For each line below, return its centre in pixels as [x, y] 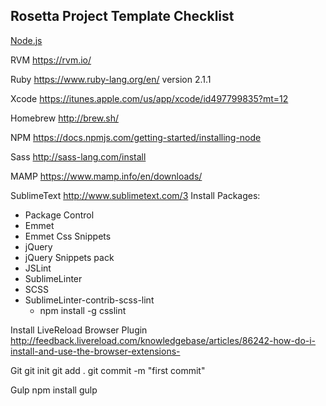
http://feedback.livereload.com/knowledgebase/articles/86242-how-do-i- [163, 340]
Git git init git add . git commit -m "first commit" [108, 370]
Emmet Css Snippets [68, 236]
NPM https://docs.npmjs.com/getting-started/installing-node [136, 137]
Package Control [59, 215]
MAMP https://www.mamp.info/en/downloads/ [106, 176]
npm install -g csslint [83, 310]
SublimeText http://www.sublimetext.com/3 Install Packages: [135, 195]
